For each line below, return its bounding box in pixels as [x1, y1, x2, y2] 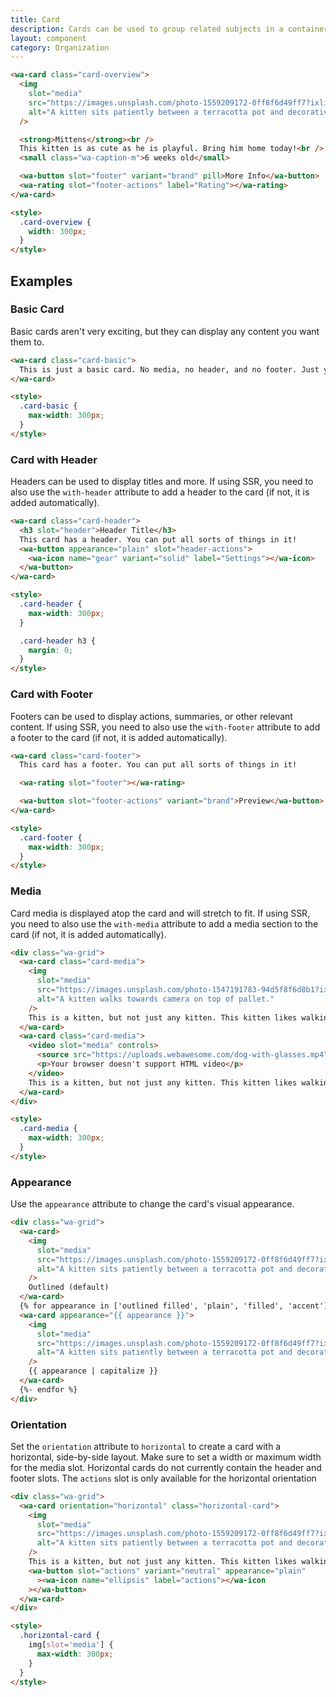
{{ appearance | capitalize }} [28, 1366, 159, 1376]
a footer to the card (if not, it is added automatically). [10, 731, 228, 743]
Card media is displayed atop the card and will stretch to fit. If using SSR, [10, 907, 311, 919]
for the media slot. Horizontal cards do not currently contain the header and [10, 1461, 322, 1473]
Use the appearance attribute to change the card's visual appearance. [10, 1198, 295, 1210]
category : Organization [10, 42, 110, 53]
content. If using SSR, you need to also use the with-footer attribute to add [10, 721, 321, 733]
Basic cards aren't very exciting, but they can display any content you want [10, 325, 320, 337]
